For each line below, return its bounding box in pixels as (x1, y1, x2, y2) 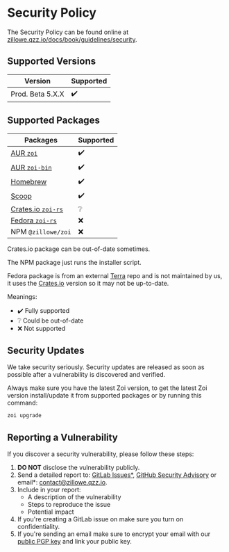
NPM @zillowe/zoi (10, 227, 71, 236)
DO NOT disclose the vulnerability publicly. (17, 464, 140, 472)
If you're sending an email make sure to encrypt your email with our (17, 530, 211, 538)
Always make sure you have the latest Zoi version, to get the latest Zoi (7, 384, 207, 392)
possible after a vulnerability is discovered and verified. (7, 371, 166, 379)
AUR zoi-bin (10, 163, 52, 172)
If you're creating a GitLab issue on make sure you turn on (17, 515, 184, 523)
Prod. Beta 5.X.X (10, 89, 65, 99)
